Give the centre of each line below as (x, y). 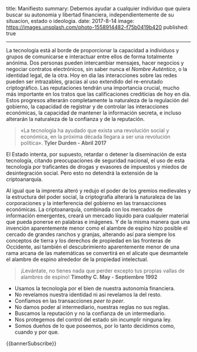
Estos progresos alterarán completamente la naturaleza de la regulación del (97, 100)
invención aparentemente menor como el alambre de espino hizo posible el (97, 228)
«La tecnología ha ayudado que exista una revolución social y (95, 130)
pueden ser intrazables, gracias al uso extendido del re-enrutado (84, 81)
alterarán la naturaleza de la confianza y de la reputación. (75, 119)
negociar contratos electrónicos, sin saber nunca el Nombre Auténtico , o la (97, 69)
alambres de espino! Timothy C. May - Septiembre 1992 (89, 277)
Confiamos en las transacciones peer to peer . (69, 301)
